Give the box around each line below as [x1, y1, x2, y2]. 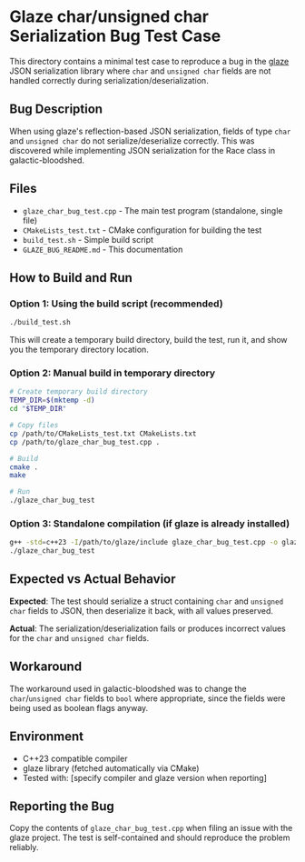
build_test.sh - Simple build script [22, 234, 154, 245]
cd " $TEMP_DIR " [9, 405, 67, 414]
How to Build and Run [9, 270, 133, 286]
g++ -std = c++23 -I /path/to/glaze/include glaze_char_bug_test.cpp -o [9, 538, 279, 547]
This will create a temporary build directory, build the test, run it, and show [9, 335, 288, 346]
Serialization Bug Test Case [9, 25, 221, 46]
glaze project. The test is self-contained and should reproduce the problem [9, 832, 290, 843]
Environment [9, 729, 84, 745]
